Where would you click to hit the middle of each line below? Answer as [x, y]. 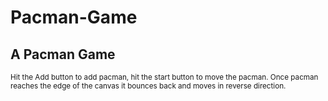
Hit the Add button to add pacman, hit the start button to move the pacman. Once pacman [164, 77]
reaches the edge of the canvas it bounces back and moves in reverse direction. [148, 86]
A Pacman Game [63, 54]
